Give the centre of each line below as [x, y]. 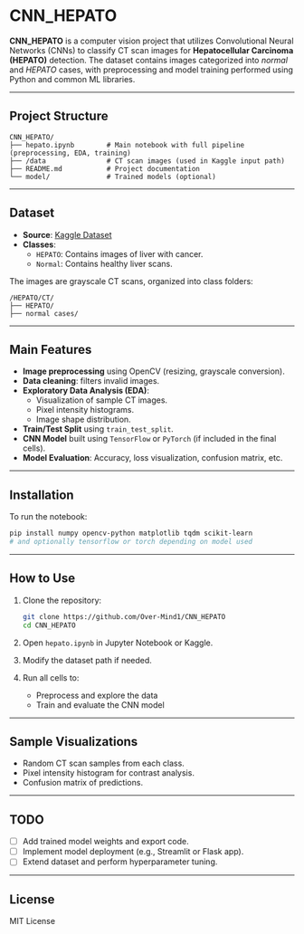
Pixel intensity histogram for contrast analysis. [108, 773]
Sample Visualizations [74, 742]
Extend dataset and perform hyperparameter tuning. [120, 862]
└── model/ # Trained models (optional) [113, 176]
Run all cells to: [51, 677]
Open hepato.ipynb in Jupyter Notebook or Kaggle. [118, 643]
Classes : [39, 244]
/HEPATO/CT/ [32, 298]
